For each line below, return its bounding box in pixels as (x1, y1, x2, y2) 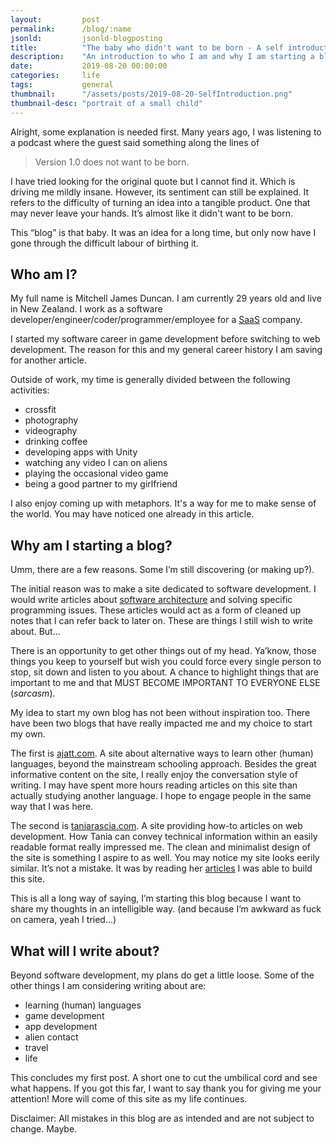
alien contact (24, 1031, 79, 1043)
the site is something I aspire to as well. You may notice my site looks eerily (10, 852, 320, 864)
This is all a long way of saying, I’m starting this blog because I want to (10, 892, 302, 905)
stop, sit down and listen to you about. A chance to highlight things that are (10, 666, 320, 678)
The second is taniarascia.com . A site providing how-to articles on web (10, 820, 303, 832)
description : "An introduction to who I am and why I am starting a (10, 52, 315, 62)
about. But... (10, 626, 61, 638)
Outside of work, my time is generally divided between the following (10, 374, 291, 386)
